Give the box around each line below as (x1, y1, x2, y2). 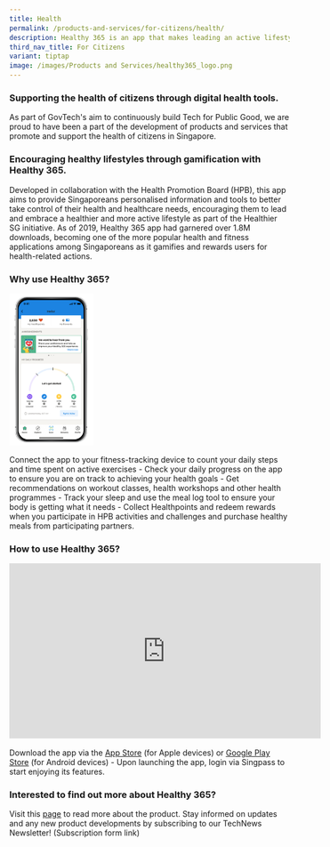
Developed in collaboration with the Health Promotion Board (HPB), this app (9, 184, 286, 195)
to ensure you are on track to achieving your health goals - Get (9, 472, 239, 484)
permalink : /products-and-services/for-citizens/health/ (9, 23, 225, 33)
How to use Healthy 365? (9, 543, 120, 555)
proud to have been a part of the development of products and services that (9, 121, 288, 133)
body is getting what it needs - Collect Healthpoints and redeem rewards (9, 501, 276, 512)
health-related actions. (9, 250, 93, 262)
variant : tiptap (9, 52, 69, 61)
